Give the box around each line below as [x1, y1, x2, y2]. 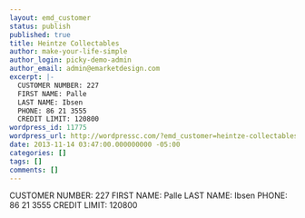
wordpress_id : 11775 [9, 124, 88, 133]
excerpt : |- [9, 73, 54, 82]
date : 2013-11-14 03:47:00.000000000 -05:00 [9, 140, 181, 149]
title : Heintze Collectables [9, 38, 120, 48]
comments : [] [9, 165, 59, 174]
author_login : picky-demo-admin [9, 55, 132, 64]
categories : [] [9, 148, 67, 157]
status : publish [9, 22, 71, 31]
